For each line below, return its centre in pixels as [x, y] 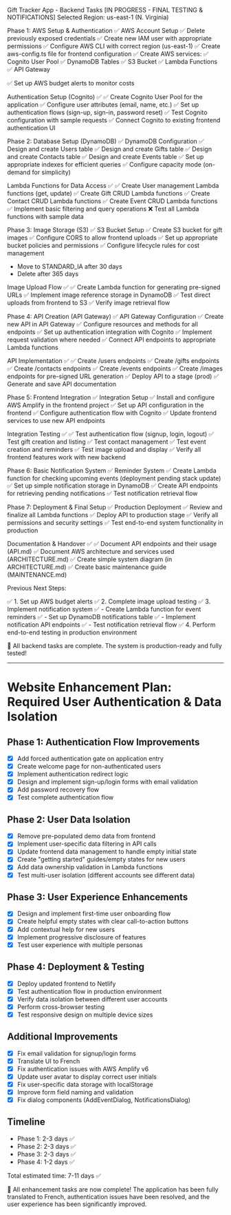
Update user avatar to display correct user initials [87, 1077]
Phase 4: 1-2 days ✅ [46, 1162]
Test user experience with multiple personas [80, 945]
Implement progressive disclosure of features [81, 937]
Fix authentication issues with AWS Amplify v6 [83, 1069]
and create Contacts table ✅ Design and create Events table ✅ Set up [106, 157]
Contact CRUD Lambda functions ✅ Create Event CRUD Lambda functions [112, 201]
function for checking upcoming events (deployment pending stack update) [114, 478]
